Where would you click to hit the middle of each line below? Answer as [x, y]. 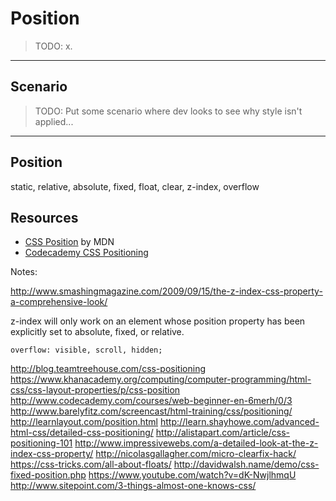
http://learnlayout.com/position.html [84, 422]
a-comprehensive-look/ [59, 302]
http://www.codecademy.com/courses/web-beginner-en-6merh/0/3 [151, 401]
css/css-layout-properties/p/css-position [95, 390]
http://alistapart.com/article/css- [222, 433]
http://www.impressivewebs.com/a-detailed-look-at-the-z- [196, 443]
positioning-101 [41, 443]
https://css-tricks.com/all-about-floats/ [91, 464]
